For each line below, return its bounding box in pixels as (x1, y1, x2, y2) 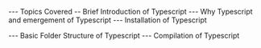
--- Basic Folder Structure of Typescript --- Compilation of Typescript (8, 31, 240, 40)
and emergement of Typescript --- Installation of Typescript (8, 15, 207, 25)
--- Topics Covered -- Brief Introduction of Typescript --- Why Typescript (8, 7, 253, 16)
